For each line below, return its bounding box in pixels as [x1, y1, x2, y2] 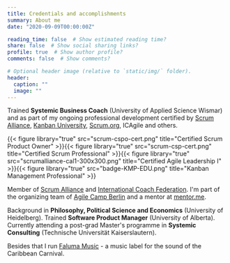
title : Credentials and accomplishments [7, 10, 127, 17]
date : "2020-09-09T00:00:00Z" [7, 23, 95, 30]
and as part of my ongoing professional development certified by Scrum [7, 114, 215, 122]
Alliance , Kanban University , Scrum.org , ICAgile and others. [7, 121, 178, 130]
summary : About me [7, 17, 61, 24]
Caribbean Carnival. [7, 249, 65, 258]
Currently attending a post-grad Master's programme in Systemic [7, 221, 197, 230]
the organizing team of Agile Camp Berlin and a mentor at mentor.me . [7, 193, 207, 201]
